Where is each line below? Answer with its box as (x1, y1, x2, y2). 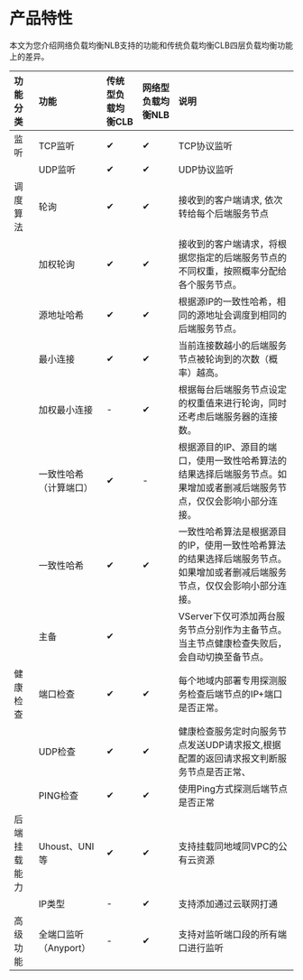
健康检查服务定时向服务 (178, 725, 278, 737)
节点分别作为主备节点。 (187, 624, 287, 636)
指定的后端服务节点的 (196, 251, 287, 263)
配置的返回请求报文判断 (178, 752, 278, 764)
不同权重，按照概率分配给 (178, 264, 287, 277)
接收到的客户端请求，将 (178, 237, 278, 250)
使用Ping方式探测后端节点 (178, 782, 289, 795)
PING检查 (38, 789, 79, 801)
